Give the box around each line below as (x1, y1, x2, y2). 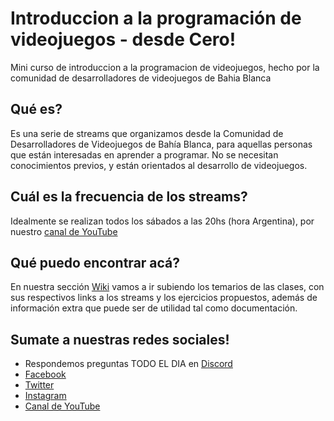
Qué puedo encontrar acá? (10, 254, 181, 271)
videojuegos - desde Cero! (10, 28, 237, 51)
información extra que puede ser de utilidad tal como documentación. (10, 302, 298, 314)
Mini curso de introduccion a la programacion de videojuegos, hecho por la (10, 61, 320, 73)
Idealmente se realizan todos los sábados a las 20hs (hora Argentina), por (10, 215, 315, 227)
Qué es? (10, 101, 63, 118)
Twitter (24, 379, 55, 391)
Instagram (24, 390, 67, 402)
